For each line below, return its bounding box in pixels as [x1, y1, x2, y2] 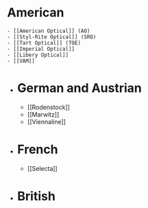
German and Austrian [16, 80, 143, 96]
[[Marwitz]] [27, 110, 60, 118]
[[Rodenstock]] [27, 103, 71, 111]
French [16, 142, 58, 157]
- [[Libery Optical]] [7, 51, 69, 58]
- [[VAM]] [7, 57, 36, 65]
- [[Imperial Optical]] [7, 45, 75, 52]
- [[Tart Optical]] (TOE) [7, 39, 81, 46]
